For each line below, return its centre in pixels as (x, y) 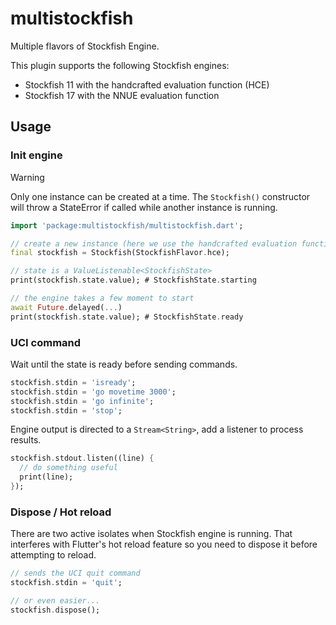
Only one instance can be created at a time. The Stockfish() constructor (160, 196)
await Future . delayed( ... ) (66, 307)
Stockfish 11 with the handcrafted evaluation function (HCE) (147, 84)
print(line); (46, 477)
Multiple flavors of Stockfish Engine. (85, 46)
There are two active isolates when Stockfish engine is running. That (151, 534)
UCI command (46, 342)
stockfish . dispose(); (55, 610)
